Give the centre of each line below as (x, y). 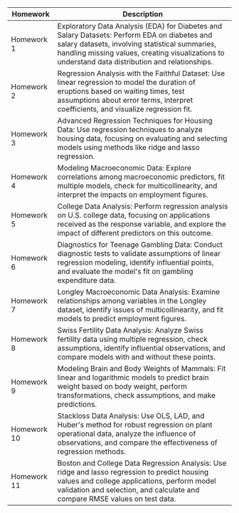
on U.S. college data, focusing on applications (134, 215)
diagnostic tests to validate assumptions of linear (139, 254)
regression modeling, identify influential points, (136, 262)
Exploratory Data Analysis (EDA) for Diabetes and (140, 26)
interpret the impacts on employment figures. (133, 194)
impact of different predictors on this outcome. (135, 233)
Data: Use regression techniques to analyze (130, 129)
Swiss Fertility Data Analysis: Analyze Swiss (131, 330)
